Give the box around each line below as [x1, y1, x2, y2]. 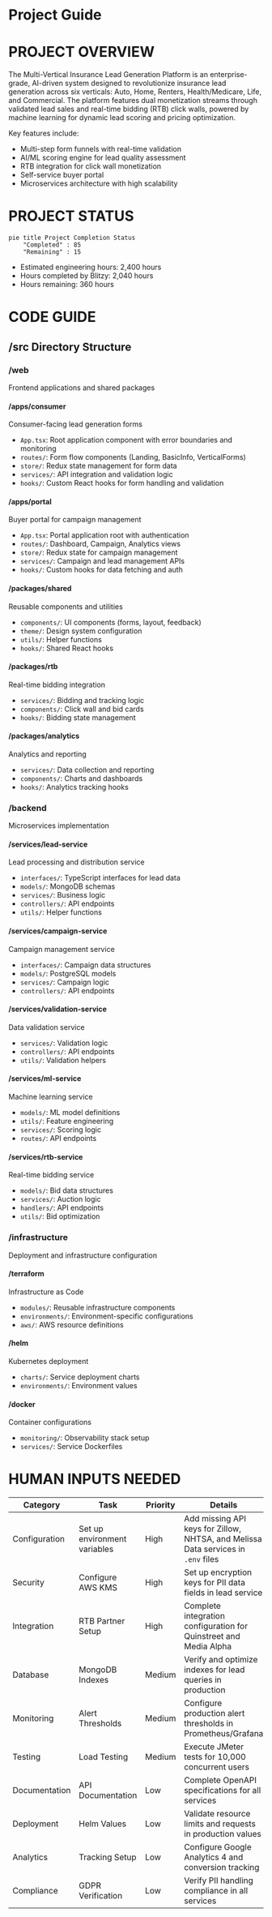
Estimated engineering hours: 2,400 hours [19, 262, 162, 272]
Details [210, 1499, 238, 1511]
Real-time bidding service [8, 1170, 95, 1180]
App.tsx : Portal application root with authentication [19, 530, 189, 540]
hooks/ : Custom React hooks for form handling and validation [19, 478, 224, 488]
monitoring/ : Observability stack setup [19, 1433, 150, 1443]
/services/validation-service [8, 1004, 108, 1014]
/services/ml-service [8, 1074, 82, 1083]
